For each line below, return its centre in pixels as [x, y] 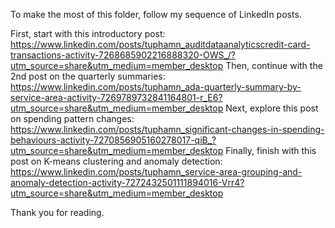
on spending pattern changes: [72, 118]
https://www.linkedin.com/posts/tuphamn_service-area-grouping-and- [156, 172]
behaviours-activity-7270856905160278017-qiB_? [113, 140]
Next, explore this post [272, 108]
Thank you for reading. [57, 212]
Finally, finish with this [271, 150]
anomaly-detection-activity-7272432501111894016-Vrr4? [127, 182]
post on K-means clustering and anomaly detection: [116, 161]
